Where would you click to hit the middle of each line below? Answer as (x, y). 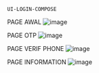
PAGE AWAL (24, 22)
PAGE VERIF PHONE (35, 49)
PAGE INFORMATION (37, 62)
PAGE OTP (22, 35)
